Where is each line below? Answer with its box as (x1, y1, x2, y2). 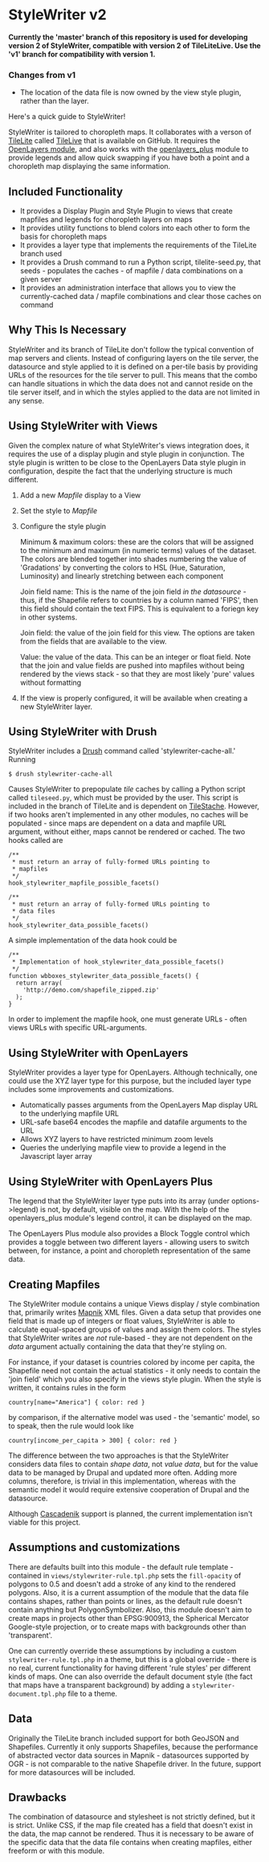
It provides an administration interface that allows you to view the (19, 283, 236, 293)
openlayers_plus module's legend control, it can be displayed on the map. (8, 1213, 253, 1223)
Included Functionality (8, 185, 123, 198)
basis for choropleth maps (19, 231, 107, 242)
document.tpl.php (8, 1690, 67, 1698)
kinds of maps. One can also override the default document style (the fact (8, 1672, 253, 1681)
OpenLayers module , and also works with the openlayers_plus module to (8, 145, 249, 154)
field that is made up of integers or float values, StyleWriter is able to (8, 1316, 235, 1325)
